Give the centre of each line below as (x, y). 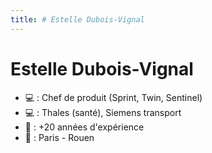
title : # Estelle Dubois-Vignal (77, 19)
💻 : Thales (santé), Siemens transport (103, 112)
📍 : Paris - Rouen (59, 137)
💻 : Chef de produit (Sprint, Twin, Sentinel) (113, 97)
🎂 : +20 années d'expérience (84, 127)
